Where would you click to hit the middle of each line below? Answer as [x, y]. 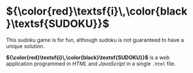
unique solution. [25, 46]
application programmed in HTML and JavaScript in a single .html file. [91, 64]
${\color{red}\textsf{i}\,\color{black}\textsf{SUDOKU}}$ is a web [88, 57]
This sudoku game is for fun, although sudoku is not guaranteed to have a [95, 40]
